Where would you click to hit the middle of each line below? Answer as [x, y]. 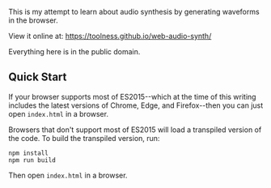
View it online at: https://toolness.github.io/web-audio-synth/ [110, 36]
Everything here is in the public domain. [74, 51]
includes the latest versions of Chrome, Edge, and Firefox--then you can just [136, 105]
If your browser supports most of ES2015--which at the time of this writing [132, 96]
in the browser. [33, 20]
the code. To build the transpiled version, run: [84, 138]
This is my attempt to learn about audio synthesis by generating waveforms [134, 12]
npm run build [32, 160]
